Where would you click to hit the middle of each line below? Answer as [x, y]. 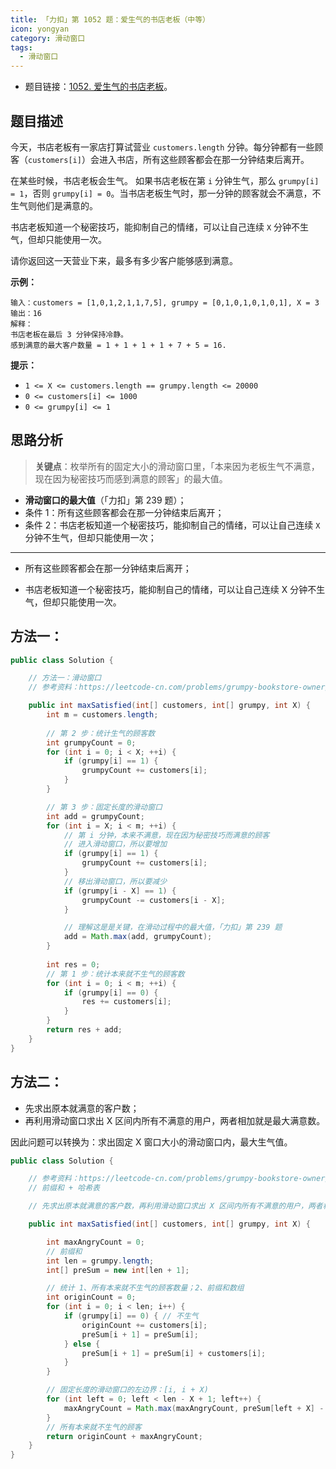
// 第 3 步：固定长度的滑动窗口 [104, 807]
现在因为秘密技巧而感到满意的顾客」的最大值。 [131, 478]
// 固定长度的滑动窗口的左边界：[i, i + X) [127, 1390]
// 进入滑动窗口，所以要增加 [115, 844]
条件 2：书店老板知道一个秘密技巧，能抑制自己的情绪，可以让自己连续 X [172, 525]
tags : [21, 47]
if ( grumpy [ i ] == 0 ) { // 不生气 [131, 1316]
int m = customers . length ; [102, 715]
